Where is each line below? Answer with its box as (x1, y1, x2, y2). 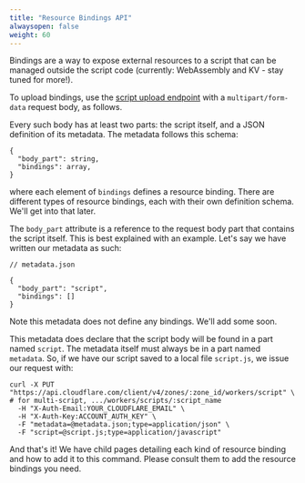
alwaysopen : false (9, 22, 79, 31)
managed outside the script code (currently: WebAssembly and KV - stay (9, 65, 284, 75)
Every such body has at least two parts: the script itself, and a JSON (9, 119, 266, 130)
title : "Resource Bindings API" (9, 13, 132, 23)
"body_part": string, (17, 155, 100, 164)
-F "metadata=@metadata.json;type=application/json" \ (17, 420, 230, 429)
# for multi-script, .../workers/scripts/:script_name (9, 397, 222, 406)
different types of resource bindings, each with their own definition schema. (9, 196, 294, 207)
